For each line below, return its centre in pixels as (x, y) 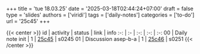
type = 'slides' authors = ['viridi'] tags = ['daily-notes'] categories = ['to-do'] (100, 15)
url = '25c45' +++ (28, 21)
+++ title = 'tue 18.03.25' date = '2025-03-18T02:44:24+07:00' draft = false (100, 9)
